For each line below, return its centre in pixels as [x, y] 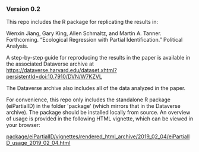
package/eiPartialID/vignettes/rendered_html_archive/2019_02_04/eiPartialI [98, 137]
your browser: [23, 125]
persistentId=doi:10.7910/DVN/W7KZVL [54, 77]
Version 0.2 [23, 9]
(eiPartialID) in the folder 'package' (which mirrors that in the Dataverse [94, 106]
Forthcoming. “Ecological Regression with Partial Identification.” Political [94, 40]
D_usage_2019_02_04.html [38, 143]
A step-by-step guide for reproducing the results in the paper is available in [98, 58]
